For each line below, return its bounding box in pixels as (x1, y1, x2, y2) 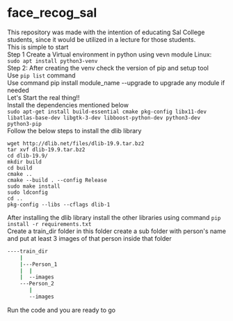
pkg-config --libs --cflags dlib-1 (7, 201, 111, 208)
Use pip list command (7, 71, 76, 80)
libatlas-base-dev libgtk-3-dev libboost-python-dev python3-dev (7, 114, 200, 121)
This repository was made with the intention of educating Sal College (7, 28, 205, 36)
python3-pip (7, 120, 42, 127)
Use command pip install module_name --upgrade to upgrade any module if (7, 78, 225, 87)
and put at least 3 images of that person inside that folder (7, 234, 172, 242)
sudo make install (7, 183, 61, 190)
